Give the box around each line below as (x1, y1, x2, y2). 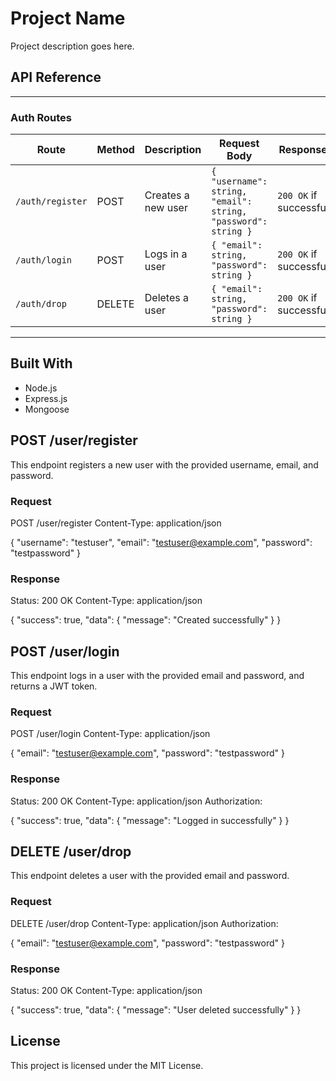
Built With (10, 355, 73, 372)
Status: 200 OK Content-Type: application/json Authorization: (10, 795, 263, 807)
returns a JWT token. (10, 680, 98, 692)
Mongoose (24, 403, 70, 415)
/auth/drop (15, 298, 67, 310)
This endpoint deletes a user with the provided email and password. (10, 870, 290, 882)
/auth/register (15, 196, 88, 207)
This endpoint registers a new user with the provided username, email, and (10, 458, 319, 471)
